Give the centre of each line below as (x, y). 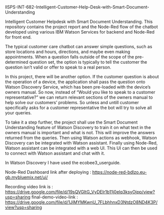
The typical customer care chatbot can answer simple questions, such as (79, 46)
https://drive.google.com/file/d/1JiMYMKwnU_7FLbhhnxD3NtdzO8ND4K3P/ (81, 202)
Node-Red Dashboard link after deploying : (48, 172)
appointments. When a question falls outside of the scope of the (70, 57)
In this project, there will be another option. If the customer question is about (82, 77)
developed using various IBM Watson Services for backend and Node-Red (80, 32)
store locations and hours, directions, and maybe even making (68, 52)
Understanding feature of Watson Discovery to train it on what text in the (78, 127)
